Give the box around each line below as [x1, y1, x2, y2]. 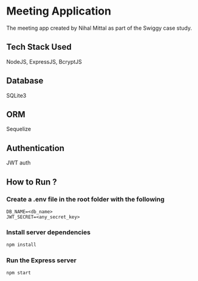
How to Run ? [6, 177, 58, 187]
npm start [6, 270, 32, 276]
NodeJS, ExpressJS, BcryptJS [6, 58, 82, 65]
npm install [6, 242, 36, 248]
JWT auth [6, 159, 31, 166]
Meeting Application [6, 4, 111, 18]
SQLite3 [6, 92, 27, 99]
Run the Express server [6, 256, 77, 265]
